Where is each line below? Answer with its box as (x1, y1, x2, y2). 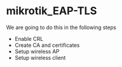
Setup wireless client (14, 54, 66, 61)
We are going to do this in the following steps (6, 24, 117, 31)
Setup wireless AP (14, 47, 60, 55)
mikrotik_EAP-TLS (6, 4, 97, 18)
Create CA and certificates (14, 42, 80, 49)
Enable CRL (14, 35, 43, 42)
